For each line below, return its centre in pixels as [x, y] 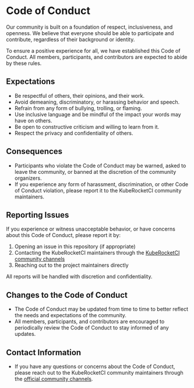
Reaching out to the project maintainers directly [72, 265]
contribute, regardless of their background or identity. [70, 39]
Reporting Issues [38, 215]
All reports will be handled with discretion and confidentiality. [79, 277]
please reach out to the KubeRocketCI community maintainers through [99, 372]
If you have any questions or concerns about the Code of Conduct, [95, 366]
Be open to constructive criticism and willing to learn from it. [87, 126]
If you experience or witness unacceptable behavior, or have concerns [91, 229]
